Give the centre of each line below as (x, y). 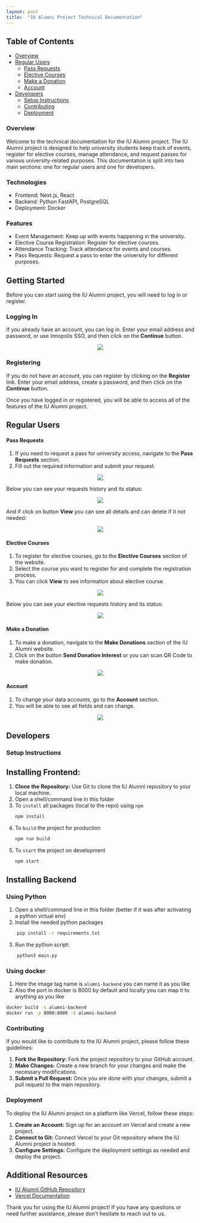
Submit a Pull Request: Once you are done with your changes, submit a (103, 1079)
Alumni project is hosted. (45, 1144)
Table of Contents (40, 41)
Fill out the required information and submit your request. (85, 466)
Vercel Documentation (42, 1196)
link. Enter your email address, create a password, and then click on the (94, 382)
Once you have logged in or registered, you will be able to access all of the (98, 400)
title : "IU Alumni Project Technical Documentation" (75, 17)
